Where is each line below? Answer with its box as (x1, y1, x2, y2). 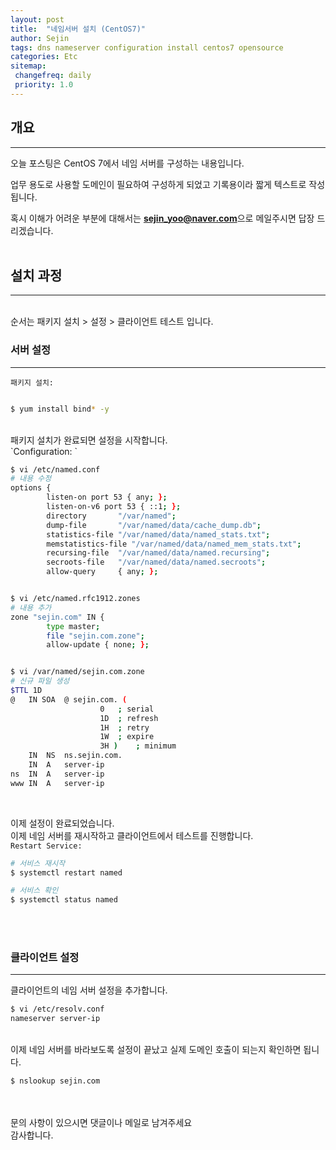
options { (10, 483, 52, 493)
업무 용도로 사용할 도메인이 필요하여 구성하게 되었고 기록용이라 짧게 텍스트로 (10, 178, 307, 190)
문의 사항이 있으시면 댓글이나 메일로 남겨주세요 (10, 1117, 193, 1129)
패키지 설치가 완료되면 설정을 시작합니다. (10, 434, 168, 446)
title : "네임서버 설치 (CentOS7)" (10, 24, 146, 34)
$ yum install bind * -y (10, 404, 110, 414)
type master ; (46, 621, 101, 631)
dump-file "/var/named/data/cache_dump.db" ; (46, 520, 262, 530)
